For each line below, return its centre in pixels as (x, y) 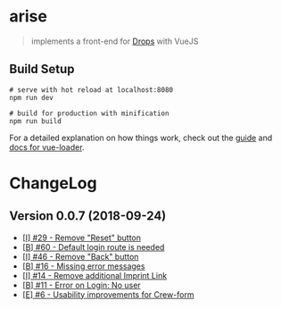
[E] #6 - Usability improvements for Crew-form (108, 294)
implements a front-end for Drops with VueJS (115, 41)
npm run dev (31, 97)
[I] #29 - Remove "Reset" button (81, 238)
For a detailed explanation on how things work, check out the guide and (141, 138)
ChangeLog (53, 183)
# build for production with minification (89, 113)
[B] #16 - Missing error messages (83, 266)
